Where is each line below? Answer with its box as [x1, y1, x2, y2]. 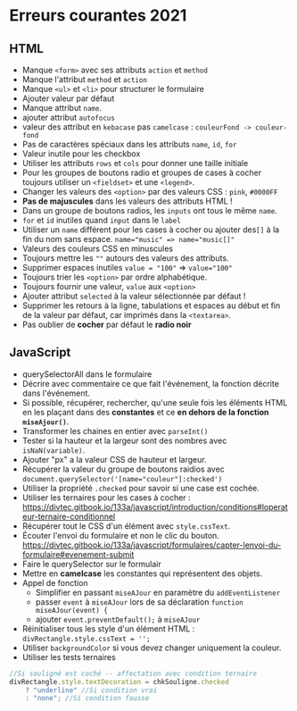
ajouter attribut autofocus [21, 113, 116, 122]
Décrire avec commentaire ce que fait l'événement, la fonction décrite [21, 378, 279, 389]
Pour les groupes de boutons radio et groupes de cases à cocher [21, 167, 262, 178]
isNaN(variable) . [21, 444, 86, 456]
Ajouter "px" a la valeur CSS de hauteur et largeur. [21, 454, 207, 464]
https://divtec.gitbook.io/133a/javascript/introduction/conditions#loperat [21, 501, 288, 512]
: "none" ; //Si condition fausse [25, 694, 150, 703]
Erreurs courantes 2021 [9, 5, 187, 26]
